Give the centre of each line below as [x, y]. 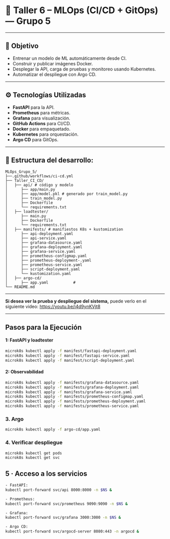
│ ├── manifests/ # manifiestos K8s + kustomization [64, 229]
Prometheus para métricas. [41, 112]
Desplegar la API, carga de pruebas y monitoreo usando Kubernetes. [84, 69]
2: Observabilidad [25, 372]
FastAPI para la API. [33, 107]
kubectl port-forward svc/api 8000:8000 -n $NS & [59, 490]
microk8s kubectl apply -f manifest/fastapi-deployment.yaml [71, 351]
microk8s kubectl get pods [34, 453]
